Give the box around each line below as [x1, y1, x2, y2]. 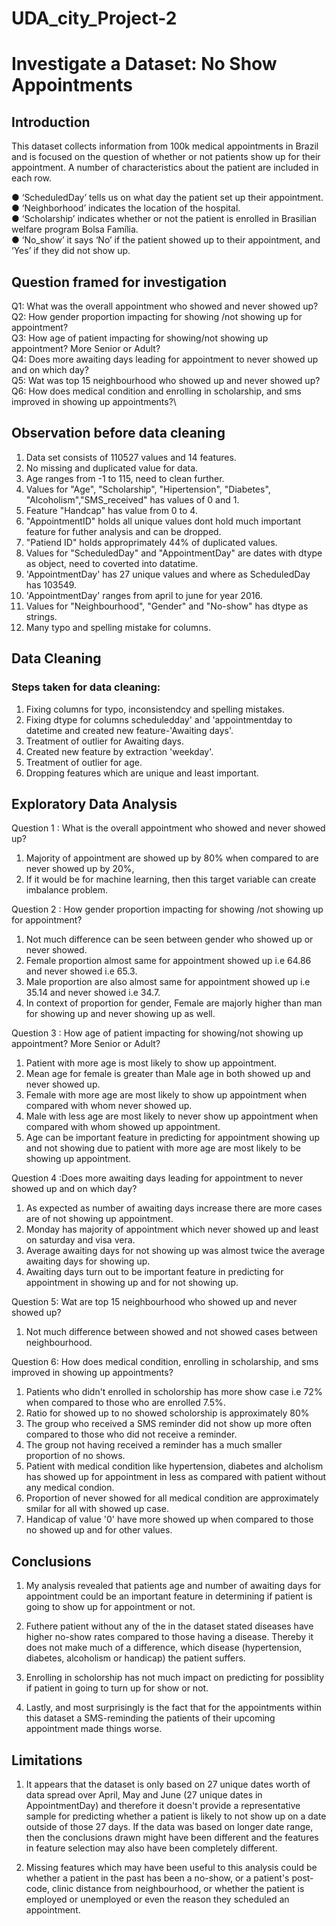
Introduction [11, 113, 91, 131]
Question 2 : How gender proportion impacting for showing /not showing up [11, 903, 324, 916]
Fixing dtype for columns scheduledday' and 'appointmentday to [25, 713, 293, 726]
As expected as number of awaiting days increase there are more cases [25, 1202, 323, 1214]
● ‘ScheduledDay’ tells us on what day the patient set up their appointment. [11, 192, 324, 204]
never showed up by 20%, [25, 863, 135, 875]
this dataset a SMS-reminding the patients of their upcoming [25, 1712, 276, 1724]
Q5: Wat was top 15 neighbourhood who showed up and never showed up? [11, 375, 321, 386]
